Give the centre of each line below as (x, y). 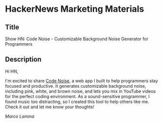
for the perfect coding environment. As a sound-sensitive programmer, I (77, 96)
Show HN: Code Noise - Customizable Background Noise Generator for (77, 39)
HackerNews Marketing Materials (75, 9)
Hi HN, (12, 71)
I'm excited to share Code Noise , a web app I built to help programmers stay (81, 81)
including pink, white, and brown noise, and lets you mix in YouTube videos (81, 91)
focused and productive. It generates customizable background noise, (76, 86)
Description (23, 60)
